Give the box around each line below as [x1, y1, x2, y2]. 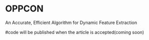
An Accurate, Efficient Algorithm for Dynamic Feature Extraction [5, 19, 137, 25]
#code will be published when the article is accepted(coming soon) [5, 29, 144, 35]
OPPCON [5, 3, 44, 14]
